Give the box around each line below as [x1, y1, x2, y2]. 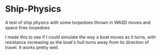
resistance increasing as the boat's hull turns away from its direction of [5, 39, 149, 45]
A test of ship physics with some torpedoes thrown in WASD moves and [5, 19, 151, 25]
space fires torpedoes [5, 24, 50, 30]
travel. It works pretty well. [5, 44, 59, 50]
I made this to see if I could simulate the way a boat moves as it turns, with [5, 34, 156, 40]
